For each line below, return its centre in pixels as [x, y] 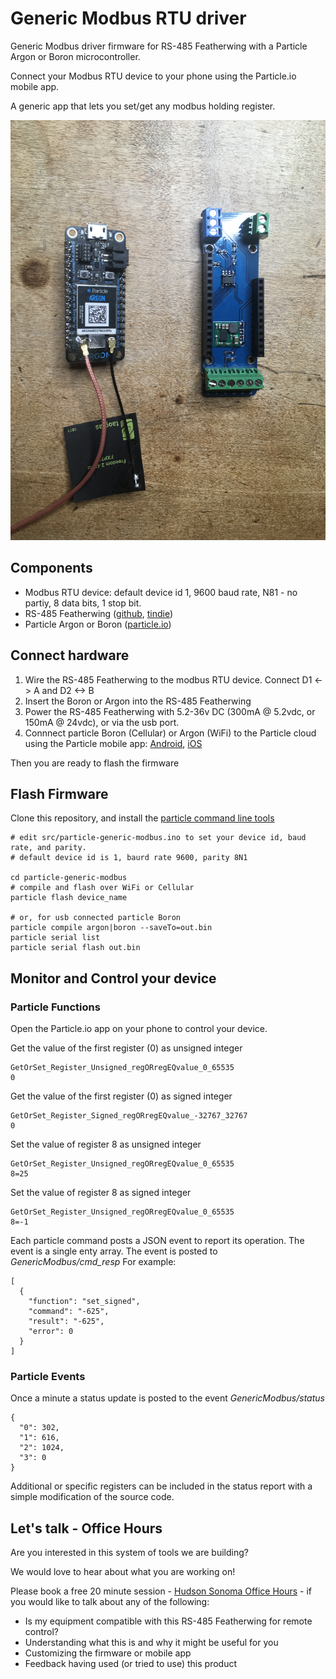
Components [51, 568]
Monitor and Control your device [113, 978]
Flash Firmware [59, 793]
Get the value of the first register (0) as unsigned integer [126, 1048]
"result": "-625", [66, 1322]
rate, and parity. [48, 848]
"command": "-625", [69, 1312]
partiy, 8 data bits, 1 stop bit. [83, 603]
